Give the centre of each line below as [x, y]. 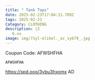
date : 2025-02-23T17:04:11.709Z [40, 15]
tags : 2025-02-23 [24, 19]
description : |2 [22, 29]
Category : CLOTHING [26, 24]
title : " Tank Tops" [27, 10]
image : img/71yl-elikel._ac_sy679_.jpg [48, 39]
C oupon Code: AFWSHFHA [34, 53]
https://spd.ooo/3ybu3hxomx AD [40, 71]
